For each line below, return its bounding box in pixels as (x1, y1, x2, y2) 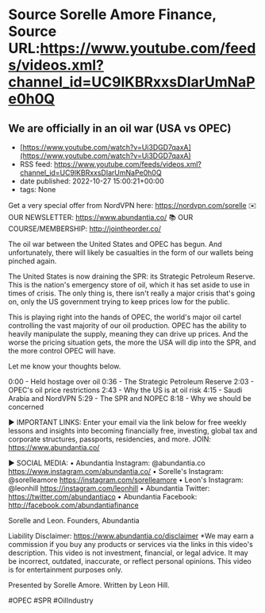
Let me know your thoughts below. (8, 361, 121, 371)
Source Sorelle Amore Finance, (8, 6, 217, 24)
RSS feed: (19, 160, 53, 168)
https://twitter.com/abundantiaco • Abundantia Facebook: (8, 492, 198, 501)
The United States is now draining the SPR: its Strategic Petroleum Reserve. (8, 272, 255, 281)
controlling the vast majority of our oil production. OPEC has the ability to (8, 321, 248, 330)
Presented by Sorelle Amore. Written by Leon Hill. (8, 580, 171, 589)
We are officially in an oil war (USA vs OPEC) (8, 121, 232, 135)
